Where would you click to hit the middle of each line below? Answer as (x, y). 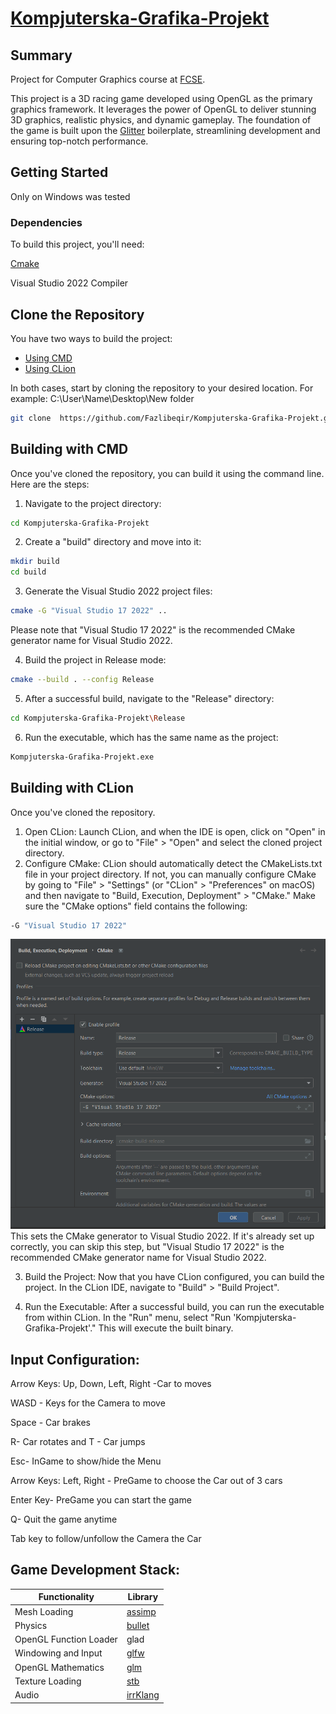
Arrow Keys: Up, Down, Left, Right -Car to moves (111, 1384)
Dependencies (46, 222)
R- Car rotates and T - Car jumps (78, 1442)
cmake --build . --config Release (82, 680)
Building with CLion (72, 788)
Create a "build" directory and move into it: (113, 542)
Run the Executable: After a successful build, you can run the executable (174, 1307)
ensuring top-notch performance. (79, 141)
